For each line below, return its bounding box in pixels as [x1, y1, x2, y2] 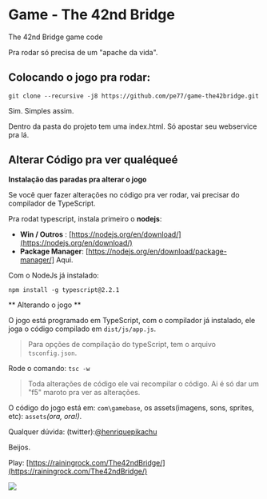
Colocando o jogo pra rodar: [8, 70, 151, 85]
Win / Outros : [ [19, 230, 72, 239]
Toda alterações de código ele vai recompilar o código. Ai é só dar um [27, 378, 260, 389]
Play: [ [8, 457, 30, 467]
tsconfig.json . [27, 348, 78, 357]
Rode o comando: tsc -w [8, 363, 90, 373]
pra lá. [8, 130, 30, 139]
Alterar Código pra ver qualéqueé [8, 154, 178, 167]
